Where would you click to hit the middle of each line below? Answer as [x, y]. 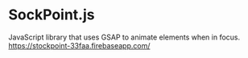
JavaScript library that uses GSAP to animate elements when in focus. [124, 37]
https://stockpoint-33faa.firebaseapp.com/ [79, 45]
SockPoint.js [52, 15]
